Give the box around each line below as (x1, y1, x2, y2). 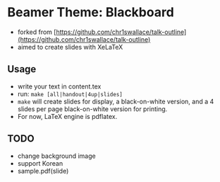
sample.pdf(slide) (17, 166, 69, 175)
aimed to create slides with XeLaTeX (17, 42, 123, 51)
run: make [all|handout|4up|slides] (17, 89, 123, 98)
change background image (17, 152, 97, 160)
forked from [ (17, 28, 56, 36)
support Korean (17, 159, 63, 167)
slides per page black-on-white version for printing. (17, 104, 168, 113)
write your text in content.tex (17, 82, 102, 91)
